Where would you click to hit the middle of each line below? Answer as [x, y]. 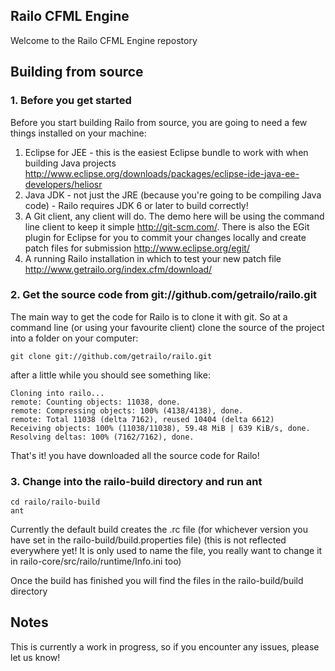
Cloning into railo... [57, 393]
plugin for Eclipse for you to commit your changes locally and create [165, 237]
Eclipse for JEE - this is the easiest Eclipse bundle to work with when [166, 152]
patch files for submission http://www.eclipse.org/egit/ [137, 248]
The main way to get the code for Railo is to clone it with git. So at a [149, 316]
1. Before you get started [71, 101]
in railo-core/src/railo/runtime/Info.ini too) [96, 561]
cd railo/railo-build [55, 502]
